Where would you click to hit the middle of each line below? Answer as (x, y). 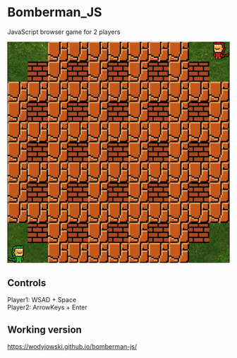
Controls (27, 283)
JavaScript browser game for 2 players (64, 32)
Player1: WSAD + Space (42, 300)
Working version (45, 329)
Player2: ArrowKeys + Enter (48, 307)
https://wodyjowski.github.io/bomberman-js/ (72, 346)
